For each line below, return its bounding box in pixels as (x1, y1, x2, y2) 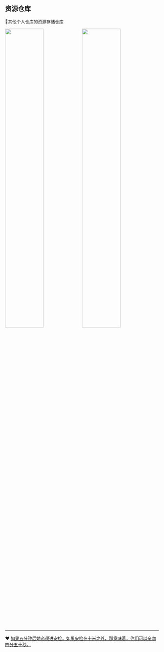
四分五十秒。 (5, 641, 31, 647)
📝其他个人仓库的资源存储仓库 (5, 19, 64, 25)
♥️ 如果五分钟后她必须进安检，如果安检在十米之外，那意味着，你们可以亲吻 (5, 635, 156, 641)
